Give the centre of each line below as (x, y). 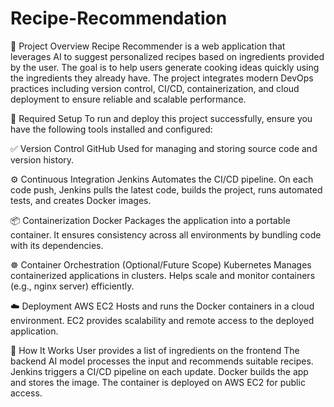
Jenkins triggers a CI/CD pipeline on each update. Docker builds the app (159, 371)
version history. (42, 159)
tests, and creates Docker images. (81, 200)
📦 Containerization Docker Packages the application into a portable (150, 220)
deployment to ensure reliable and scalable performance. (128, 99)
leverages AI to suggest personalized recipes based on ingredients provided (167, 56)
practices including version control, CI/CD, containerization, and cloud (155, 88)
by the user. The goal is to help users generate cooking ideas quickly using (165, 67)
